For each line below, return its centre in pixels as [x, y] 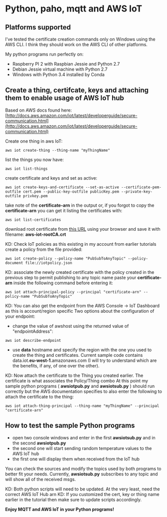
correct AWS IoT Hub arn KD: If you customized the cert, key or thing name [82, 494]
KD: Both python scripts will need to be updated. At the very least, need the [83, 489]
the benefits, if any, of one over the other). [56, 365]
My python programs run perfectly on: [44, 54]
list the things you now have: [34, 159]
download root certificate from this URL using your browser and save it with [83, 229]
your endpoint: [20, 316]
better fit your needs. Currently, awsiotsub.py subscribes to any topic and [82, 474]
